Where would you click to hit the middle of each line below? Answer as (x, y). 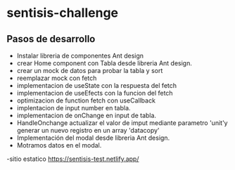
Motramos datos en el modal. (59, 145)
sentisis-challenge (63, 13)
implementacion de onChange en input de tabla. (86, 115)
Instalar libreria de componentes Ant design (80, 55)
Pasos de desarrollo (51, 39)
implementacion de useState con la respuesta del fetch (97, 85)
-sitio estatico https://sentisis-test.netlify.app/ (73, 159)
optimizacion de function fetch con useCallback (86, 100)
